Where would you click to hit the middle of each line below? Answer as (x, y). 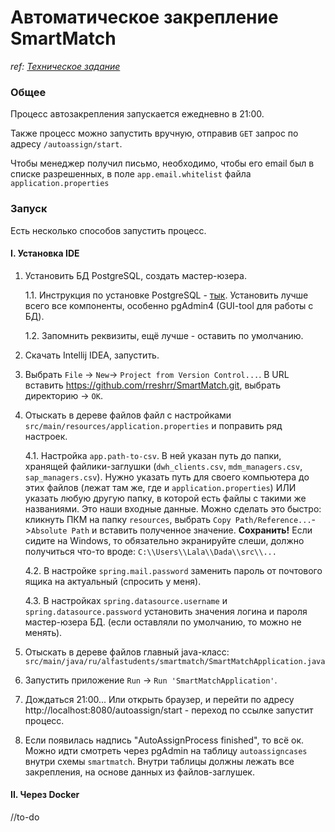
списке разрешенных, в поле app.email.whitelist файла (131, 174)
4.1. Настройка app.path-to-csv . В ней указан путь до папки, (153, 455)
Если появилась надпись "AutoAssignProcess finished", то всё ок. (164, 740)
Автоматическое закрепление (144, 17)
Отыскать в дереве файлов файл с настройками (128, 415)
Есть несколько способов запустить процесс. (108, 230)
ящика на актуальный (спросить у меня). (113, 581)
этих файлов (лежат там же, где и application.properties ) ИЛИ (160, 487)
